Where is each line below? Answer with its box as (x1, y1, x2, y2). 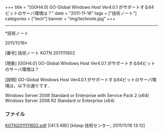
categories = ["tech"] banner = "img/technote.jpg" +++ (5, 16, 115, 21)
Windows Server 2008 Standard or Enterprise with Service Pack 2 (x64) (5, 93, 149, 98)
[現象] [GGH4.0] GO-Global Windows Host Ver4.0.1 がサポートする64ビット (5, 60, 156, 66)
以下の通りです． (17, 83, 52, 88)
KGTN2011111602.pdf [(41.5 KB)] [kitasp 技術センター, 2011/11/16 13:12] (5, 123, 146, 129)
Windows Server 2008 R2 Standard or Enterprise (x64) (5, 98, 115, 103)
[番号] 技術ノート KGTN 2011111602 (5, 50, 75, 56)
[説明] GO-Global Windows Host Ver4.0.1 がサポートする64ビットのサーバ (5, 77, 152, 83)
